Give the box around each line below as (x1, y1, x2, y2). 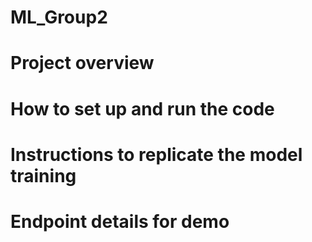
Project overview (10, 52, 155, 75)
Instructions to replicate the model (10, 143, 303, 166)
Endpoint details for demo (10, 210, 230, 233)
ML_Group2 (10, 6, 108, 29)
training (10, 164, 77, 187)
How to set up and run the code (10, 97, 275, 120)
